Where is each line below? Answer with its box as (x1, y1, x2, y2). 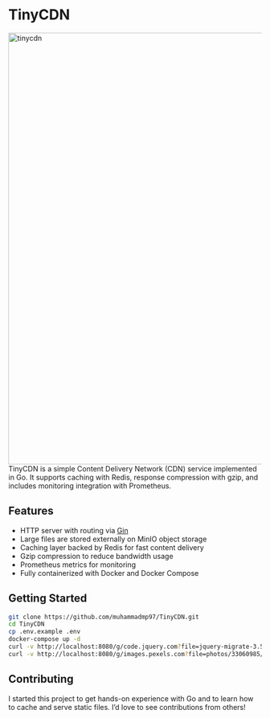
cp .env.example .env (8, 628, 81, 636)
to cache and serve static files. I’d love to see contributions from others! (8, 702, 247, 712)
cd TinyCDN (8, 620, 45, 628)
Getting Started (8, 592, 88, 606)
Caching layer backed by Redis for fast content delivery (19, 542, 205, 552)
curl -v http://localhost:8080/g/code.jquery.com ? (8, 643, 182, 651)
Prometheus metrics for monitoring (19, 560, 137, 569)
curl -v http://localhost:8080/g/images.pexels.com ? (8, 650, 189, 658)
